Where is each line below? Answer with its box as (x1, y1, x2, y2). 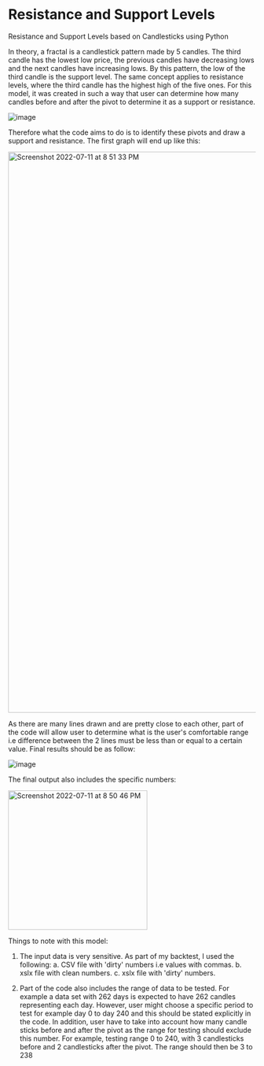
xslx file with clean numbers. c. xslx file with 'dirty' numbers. (19, 968, 216, 978)
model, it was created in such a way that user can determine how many (8, 88, 240, 98)
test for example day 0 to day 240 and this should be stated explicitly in (19, 1008, 251, 1018)
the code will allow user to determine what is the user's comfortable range (8, 727, 249, 737)
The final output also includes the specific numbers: (8, 774, 177, 784)
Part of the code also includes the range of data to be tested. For (19, 983, 229, 993)
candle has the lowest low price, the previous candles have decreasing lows (8, 55, 255, 65)
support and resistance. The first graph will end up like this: (8, 136, 201, 145)
